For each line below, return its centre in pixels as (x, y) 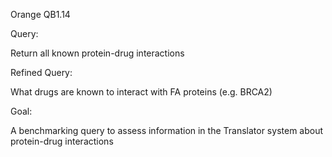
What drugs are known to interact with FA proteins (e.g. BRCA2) (141, 92)
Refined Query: (41, 72)
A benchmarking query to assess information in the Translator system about (167, 130)
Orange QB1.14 (40, 14)
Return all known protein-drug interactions (97, 53)
